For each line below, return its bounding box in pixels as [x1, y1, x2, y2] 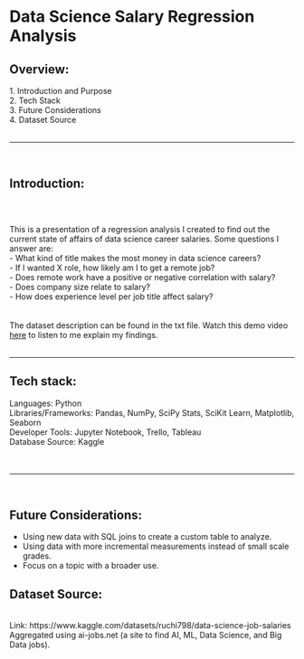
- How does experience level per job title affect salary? [9, 291, 214, 302]
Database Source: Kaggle [9, 436, 105, 447]
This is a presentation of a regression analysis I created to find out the [9, 223, 271, 234]
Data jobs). [9, 639, 51, 650]
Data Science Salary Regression [9, 6, 255, 27]
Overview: [9, 61, 70, 77]
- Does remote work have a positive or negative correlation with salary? [9, 271, 276, 282]
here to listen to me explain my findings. [9, 329, 158, 340]
